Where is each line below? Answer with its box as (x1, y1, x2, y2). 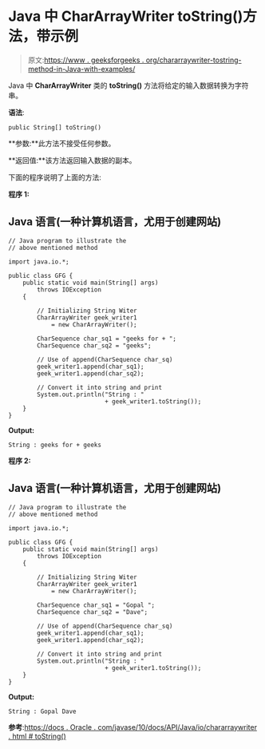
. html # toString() (8, 731, 66, 741)
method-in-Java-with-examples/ (27, 64, 136, 73)
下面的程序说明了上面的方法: (8, 172, 102, 182)
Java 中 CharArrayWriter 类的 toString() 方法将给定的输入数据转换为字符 (8, 81, 249, 90)
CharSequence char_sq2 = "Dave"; (37, 608, 148, 616)
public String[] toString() (8, 123, 102, 132)
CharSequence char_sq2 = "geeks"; (37, 341, 152, 350)
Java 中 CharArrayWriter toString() (8, 7, 243, 26)
